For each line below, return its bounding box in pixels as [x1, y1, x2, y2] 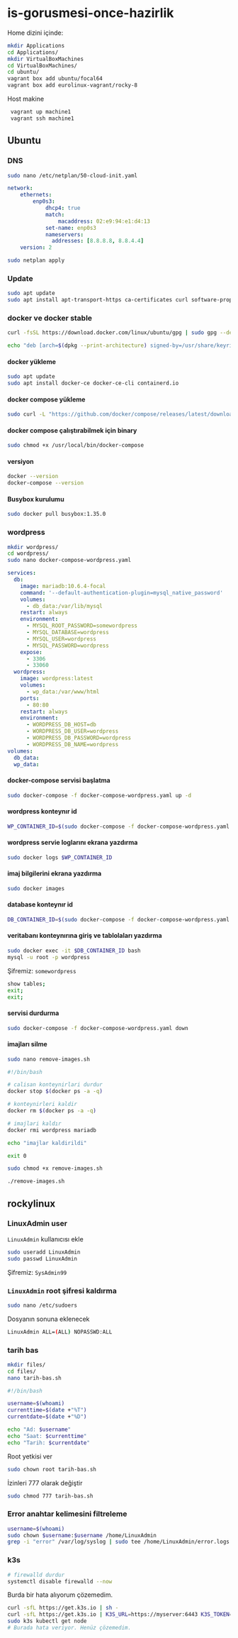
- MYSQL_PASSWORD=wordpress [25, 642, 110, 649]
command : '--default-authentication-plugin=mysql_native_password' [20, 589, 223, 597]
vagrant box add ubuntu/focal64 [7, 75, 103, 82]
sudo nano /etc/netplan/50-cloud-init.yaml [7, 172, 138, 179]
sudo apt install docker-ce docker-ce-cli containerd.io [7, 380, 179, 387]
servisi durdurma [7, 1009, 59, 1017]
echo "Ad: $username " [7, 1426, 72, 1434]
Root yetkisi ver [7, 1452, 53, 1461]
